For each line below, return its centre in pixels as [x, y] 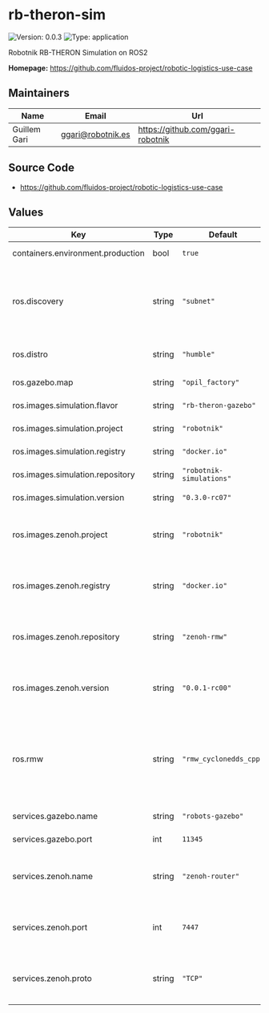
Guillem [27, 129]
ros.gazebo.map [43, 382]
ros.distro [30, 354]
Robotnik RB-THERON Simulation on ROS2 [78, 52]
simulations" [207, 479]
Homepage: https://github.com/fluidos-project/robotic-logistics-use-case [130, 68]
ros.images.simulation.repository [74, 474]
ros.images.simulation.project [68, 429]
